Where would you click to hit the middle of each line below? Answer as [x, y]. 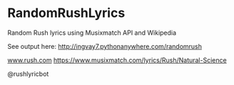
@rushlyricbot [28, 74]
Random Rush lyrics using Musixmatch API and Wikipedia [92, 33]
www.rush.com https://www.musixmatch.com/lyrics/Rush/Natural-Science [117, 60]
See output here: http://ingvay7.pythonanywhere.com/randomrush [105, 46]
